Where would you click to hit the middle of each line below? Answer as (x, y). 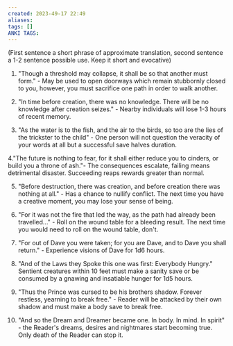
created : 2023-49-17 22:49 (47, 14)
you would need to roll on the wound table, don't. (88, 229)
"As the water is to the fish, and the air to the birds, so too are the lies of (121, 130)
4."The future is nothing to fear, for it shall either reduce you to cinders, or (113, 158)
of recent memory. (44, 117)
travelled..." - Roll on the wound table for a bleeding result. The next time (122, 222)
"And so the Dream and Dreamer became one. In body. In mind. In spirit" (121, 320)
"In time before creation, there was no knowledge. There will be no (113, 102)
